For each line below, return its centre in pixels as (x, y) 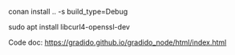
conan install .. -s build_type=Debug (68, 12)
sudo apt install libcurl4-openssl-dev (69, 27)
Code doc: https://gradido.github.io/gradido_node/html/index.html (118, 42)
